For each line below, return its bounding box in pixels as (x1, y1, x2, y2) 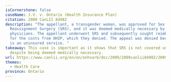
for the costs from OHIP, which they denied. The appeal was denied (10, 36, 158, 41)
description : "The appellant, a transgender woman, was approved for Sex (5, 21, 165, 27)
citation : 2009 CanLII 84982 (5, 17, 67, 22)
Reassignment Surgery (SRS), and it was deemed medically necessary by (10, 26, 165, 32)
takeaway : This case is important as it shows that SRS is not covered (5, 45, 160, 50)
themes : (5, 60, 22, 65)
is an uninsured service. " (10, 41, 70, 46)
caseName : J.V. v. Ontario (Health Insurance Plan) (5, 12, 117, 17)
